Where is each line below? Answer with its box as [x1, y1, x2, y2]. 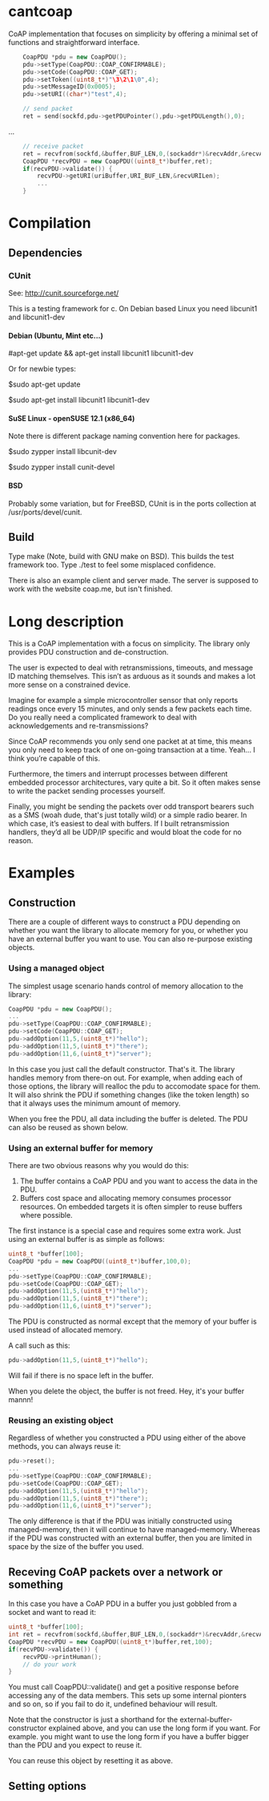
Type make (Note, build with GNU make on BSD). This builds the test [8, 552, 235, 562]
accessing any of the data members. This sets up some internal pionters [8, 1691, 247, 1701]
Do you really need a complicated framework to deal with [8, 712, 198, 722]
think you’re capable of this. [8, 753, 100, 764]
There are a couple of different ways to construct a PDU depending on [8, 917, 241, 927]
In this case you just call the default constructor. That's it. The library [8, 1064, 235, 1073]
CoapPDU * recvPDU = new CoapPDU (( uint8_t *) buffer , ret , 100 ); [8, 1637, 214, 1646]
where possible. [19, 1211, 74, 1220]
